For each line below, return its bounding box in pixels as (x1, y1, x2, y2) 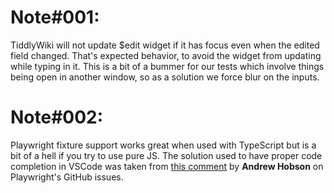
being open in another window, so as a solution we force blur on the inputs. (10, 71, 320, 83)
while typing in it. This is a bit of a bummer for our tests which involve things (10, 60, 325, 72)
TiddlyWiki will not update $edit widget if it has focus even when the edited (10, 39, 320, 51)
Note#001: (10, 6, 100, 29)
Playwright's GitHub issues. (10, 171, 124, 183)
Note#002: (10, 106, 104, 129)
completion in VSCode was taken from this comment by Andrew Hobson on (10, 160, 324, 172)
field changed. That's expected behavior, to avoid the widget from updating (10, 49, 322, 61)
